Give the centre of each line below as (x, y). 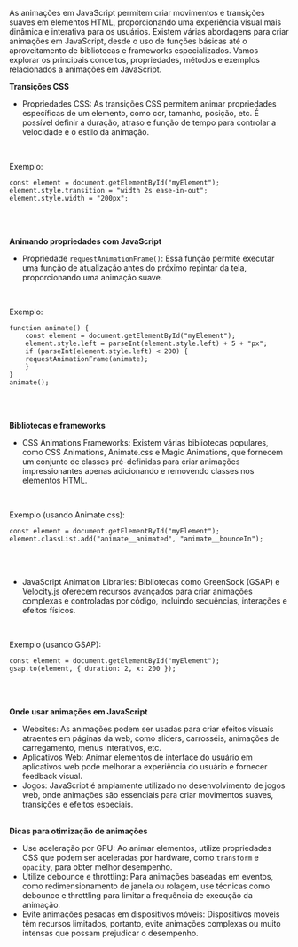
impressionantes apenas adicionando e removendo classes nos (138, 471)
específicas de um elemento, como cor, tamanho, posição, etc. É (141, 113)
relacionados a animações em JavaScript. (86, 69)
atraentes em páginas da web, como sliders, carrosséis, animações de (151, 738)
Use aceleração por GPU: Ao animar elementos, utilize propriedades (147, 848)
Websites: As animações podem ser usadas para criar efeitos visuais (148, 729)
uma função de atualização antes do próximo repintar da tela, (134, 268)
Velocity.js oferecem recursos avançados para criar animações (137, 591)
